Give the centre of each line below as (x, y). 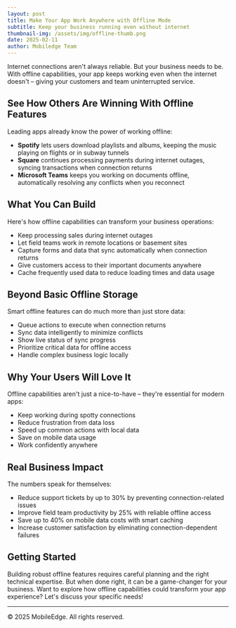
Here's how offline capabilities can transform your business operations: (111, 222)
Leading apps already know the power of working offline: (90, 132)
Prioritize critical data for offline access (74, 347)
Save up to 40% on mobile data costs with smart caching (100, 520)
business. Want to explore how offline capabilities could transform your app (117, 589)
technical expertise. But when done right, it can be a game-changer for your (117, 582)
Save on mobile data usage (57, 437)
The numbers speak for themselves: (60, 484)
